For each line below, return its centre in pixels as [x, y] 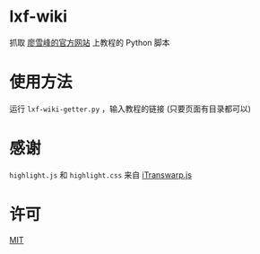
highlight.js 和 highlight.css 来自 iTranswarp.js [101, 175]
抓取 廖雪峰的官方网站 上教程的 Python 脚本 [90, 42]
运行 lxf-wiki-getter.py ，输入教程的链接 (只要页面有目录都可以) [130, 109]
